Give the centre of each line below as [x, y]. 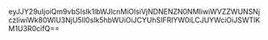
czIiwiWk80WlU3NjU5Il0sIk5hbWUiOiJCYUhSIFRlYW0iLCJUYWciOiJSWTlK [134, 20]
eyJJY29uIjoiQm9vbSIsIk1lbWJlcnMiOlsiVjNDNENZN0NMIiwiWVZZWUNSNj [134, 12]
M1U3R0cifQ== [34, 28]
